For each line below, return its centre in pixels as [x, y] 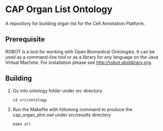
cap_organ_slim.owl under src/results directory [62, 115]
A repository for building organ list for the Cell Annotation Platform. [75, 23]
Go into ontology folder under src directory [57, 90]
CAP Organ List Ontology [59, 9]
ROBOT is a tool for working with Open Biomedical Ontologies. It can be [80, 51]
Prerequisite [25, 39]
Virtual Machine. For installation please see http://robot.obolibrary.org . [79, 62]
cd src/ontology [30, 100]
